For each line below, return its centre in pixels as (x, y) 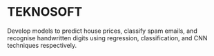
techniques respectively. (42, 45)
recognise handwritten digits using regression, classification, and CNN (107, 38)
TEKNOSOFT (45, 12)
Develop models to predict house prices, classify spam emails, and (103, 31)
